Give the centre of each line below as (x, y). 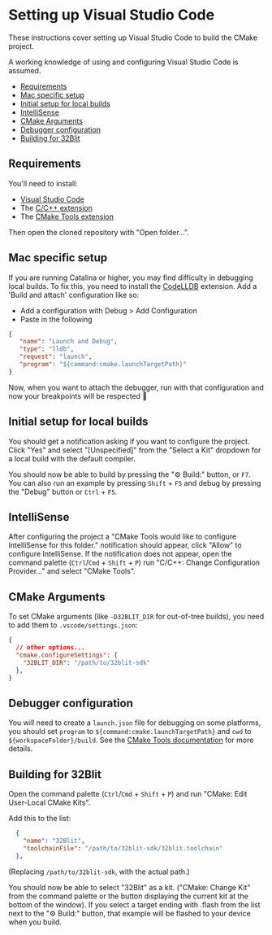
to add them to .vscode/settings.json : (73, 625)
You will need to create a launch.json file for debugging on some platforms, (135, 723)
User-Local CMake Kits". (50, 802)
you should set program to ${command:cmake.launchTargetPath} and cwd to (130, 732)
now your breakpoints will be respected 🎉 (78, 395)
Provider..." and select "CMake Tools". (72, 571)
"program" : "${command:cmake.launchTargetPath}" (103, 365)
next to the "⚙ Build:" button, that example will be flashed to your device (130, 913)
